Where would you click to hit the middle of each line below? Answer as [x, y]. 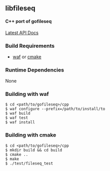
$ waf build [18, 114]
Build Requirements [30, 46]
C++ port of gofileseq [29, 21]
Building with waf [27, 94]
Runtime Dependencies [35, 70]
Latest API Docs [22, 32]
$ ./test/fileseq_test [29, 163]
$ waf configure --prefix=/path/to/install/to [55, 109]
